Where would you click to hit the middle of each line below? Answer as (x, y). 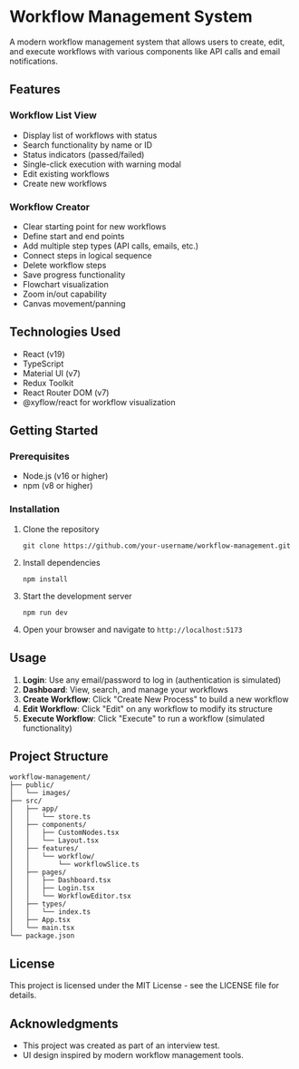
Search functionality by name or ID (87, 145)
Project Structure (59, 756)
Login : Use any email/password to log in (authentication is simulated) (152, 680)
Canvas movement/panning (74, 303)
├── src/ (26, 801)
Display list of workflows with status (90, 135)
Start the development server (77, 596)
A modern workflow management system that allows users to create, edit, (147, 42)
